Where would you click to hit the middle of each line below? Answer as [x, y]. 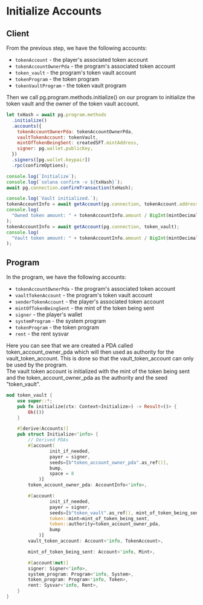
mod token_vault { [29, 395]
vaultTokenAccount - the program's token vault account [84, 296]
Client [18, 34]
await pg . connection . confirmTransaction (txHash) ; [70, 188]
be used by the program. [37, 365]
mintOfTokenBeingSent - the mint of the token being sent [85, 308]
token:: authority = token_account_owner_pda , [105, 524]
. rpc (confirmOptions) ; [40, 165]
